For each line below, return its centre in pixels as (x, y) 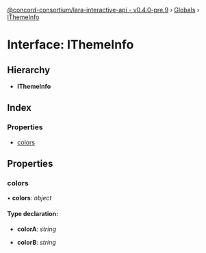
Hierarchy (29, 70)
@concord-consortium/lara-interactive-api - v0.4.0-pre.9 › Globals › (103, 10)
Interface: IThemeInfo (70, 45)
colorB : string (36, 242)
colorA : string (37, 229)
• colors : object (29, 198)
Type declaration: (33, 213)
